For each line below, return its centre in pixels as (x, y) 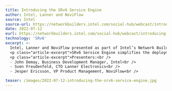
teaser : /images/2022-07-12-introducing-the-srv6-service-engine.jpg (81, 81)
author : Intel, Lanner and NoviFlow (44, 15)
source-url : (18, 24)
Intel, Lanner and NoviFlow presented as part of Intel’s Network (82, 48)
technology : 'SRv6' (26, 39)
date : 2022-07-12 (24, 29)
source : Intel (20, 19)
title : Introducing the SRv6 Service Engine (53, 10)
